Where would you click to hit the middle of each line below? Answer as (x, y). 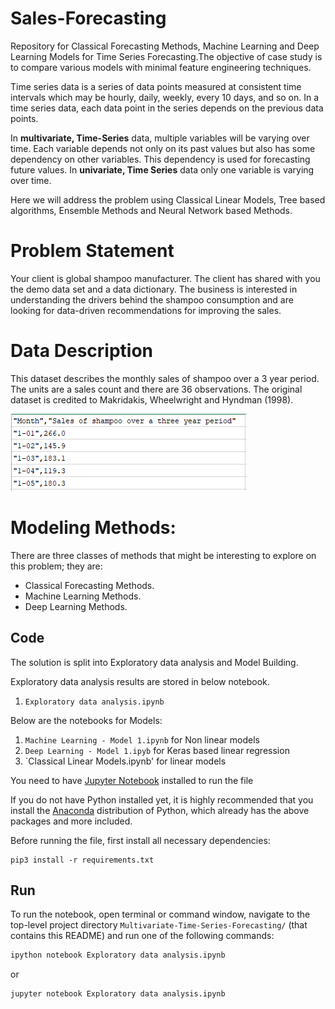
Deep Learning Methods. (76, 606)
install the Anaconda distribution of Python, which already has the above (160, 810)
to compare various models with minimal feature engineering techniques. (161, 67)
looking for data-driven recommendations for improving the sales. (146, 310)
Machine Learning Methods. (83, 596)
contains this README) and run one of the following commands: (142, 936)
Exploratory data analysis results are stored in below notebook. (140, 681)
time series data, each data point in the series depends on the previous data (167, 108)
